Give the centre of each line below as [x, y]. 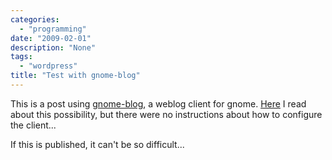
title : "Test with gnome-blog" [75, 76]
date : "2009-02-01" [51, 38]
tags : [21, 57]
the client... [33, 125]
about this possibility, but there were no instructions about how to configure [166, 114]
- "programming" [53, 29]
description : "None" [53, 47]
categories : [35, 19]
